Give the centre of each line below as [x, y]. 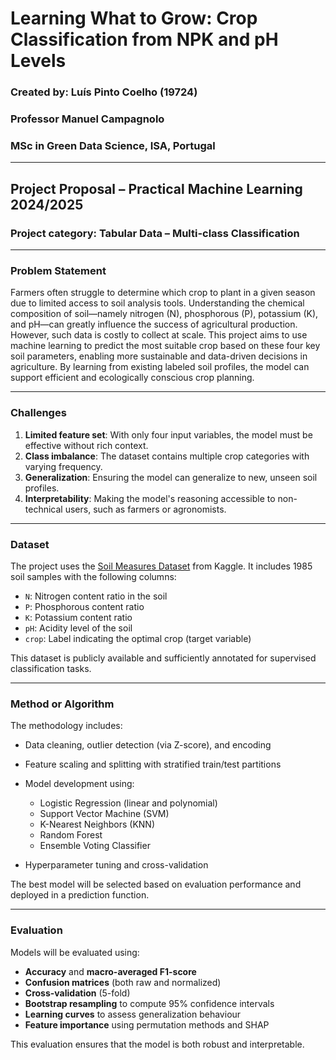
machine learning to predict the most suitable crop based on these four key [165, 346]
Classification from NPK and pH [144, 39]
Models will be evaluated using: [75, 952]
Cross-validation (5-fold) [77, 993]
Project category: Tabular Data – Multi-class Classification [155, 233]
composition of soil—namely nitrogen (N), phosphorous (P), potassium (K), [164, 314]
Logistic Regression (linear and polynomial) [128, 803]
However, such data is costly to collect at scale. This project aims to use [159, 335]
